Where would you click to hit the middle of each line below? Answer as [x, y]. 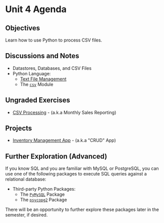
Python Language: [32, 73]
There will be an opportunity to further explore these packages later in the [82, 210]
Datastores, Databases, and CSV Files [52, 68]
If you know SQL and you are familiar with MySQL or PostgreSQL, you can [82, 168]
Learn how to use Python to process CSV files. [54, 40]
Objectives [23, 28]
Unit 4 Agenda [36, 9]
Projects [19, 128]
